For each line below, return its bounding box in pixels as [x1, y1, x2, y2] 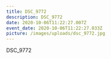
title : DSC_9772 [6, 8, 47, 15]
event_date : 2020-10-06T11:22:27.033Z [6, 25, 103, 31]
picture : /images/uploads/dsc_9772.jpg [6, 31, 106, 37]
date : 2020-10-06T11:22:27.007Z [6, 19, 87, 25]
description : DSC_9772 [6, 14, 63, 20]
